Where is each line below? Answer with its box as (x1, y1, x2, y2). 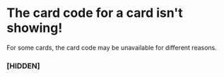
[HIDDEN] (6, 61, 40, 71)
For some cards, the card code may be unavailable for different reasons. (6, 43, 217, 52)
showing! (6, 20, 63, 36)
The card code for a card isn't (6, 5, 183, 21)
